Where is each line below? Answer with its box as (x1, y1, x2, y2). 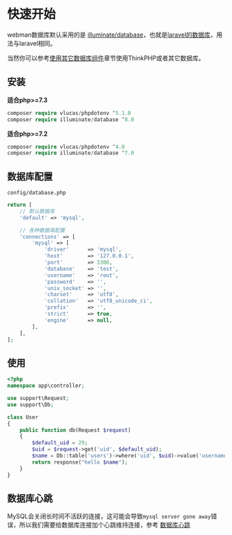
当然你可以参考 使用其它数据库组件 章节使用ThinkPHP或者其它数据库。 (7, 53, 205, 62)
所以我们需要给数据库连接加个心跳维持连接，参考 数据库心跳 (19, 520, 191, 529)
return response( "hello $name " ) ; (32, 458, 128, 466)
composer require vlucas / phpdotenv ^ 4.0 (7, 143, 126, 150)
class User (7, 413, 39, 421)
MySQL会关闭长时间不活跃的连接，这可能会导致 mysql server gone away (7, 512, 211, 520)
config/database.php (7, 190, 67, 197)
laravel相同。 (19, 39, 57, 47)
